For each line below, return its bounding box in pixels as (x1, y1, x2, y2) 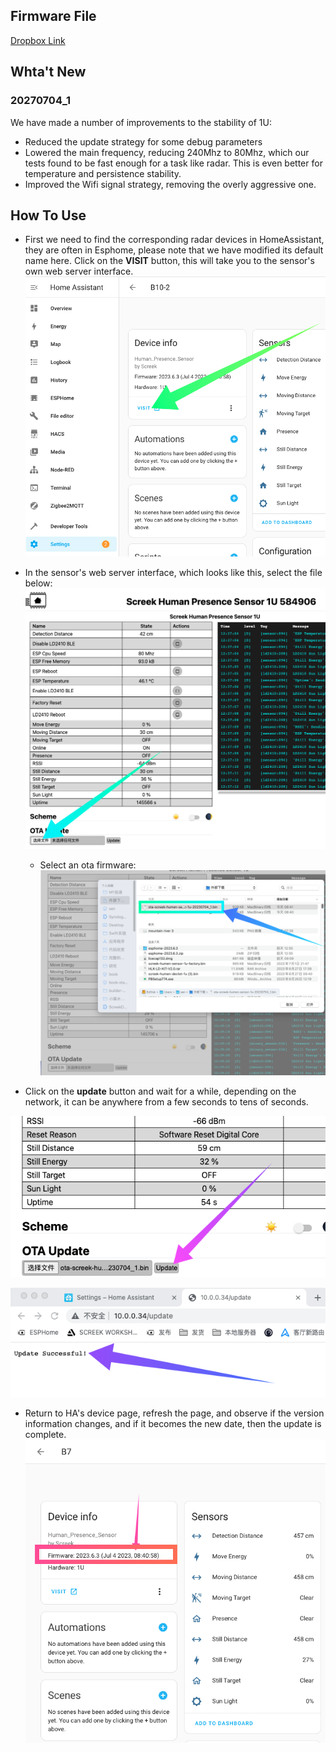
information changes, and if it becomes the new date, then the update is (24, 1417, 322, 1429)
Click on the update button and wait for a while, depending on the (24, 1085, 297, 1097)
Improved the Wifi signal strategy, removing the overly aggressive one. (24, 178, 317, 190)
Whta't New (10, 64, 87, 81)
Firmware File (10, 8, 97, 25)
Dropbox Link (10, 34, 66, 46)
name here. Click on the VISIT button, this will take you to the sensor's (24, 255, 315, 267)
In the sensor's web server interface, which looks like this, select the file (24, 566, 323, 578)
